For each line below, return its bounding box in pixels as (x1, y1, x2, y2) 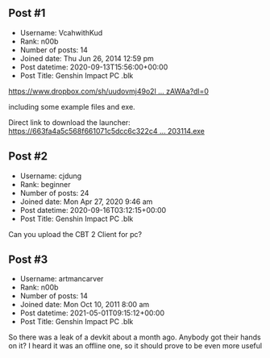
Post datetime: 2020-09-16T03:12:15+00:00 (19, 205, 167, 214)
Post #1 (8, 6, 46, 20)
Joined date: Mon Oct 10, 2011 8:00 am (19, 300, 150, 310)
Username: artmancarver (19, 274, 104, 284)
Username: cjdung (19, 171, 82, 181)
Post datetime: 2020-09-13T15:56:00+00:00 (19, 62, 168, 72)
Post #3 (8, 253, 48, 267)
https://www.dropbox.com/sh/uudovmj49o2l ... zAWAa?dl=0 (8, 86, 210, 96)
